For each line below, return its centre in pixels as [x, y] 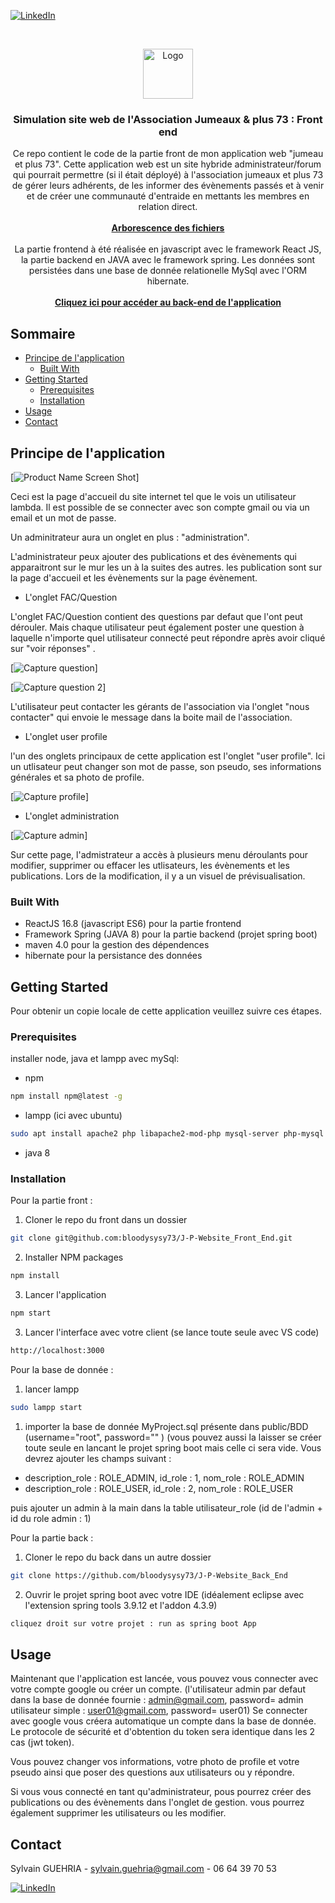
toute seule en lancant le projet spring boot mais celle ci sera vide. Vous [173, 1447]
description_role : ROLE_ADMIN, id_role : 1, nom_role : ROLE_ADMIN [164, 1477]
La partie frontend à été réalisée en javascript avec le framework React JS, [168, 249]
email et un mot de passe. [63, 517]
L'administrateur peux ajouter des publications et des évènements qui [153, 556]
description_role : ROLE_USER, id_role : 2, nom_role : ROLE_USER [158, 1488]
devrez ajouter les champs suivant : [98, 1458]
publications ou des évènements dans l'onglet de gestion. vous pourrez [157, 1802]
